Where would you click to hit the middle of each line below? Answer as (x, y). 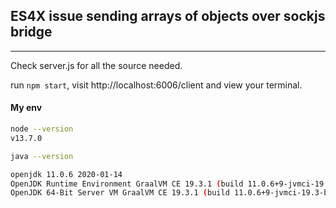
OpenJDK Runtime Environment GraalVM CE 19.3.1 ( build (127, 184)
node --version (42, 129)
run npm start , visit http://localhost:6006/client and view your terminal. (156, 85)
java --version (42, 156)
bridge (31, 32)
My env (26, 108)
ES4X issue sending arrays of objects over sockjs (168, 16)
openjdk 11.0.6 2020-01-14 (66, 174)
